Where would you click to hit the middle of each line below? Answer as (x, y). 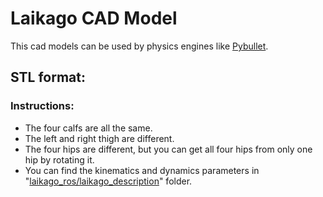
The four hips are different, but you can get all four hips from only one (168, 149)
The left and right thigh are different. (99, 138)
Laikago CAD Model (94, 18)
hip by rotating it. (59, 159)
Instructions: (42, 106)
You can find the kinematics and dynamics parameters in (142, 170)
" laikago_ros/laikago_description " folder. (108, 181)
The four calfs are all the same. (88, 128)
